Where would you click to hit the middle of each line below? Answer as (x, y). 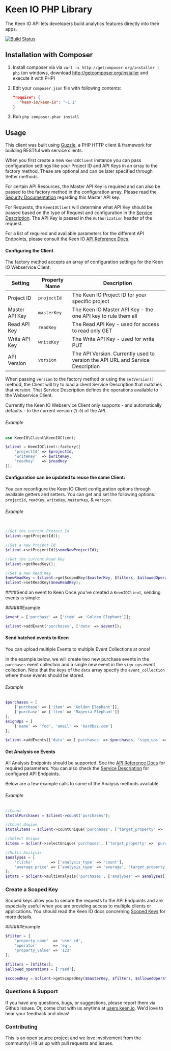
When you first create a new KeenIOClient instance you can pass (73, 160)
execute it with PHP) (34, 78)
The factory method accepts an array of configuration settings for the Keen (84, 262)
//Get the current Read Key (35, 559)
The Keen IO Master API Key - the (113, 310)
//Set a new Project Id (31, 545)
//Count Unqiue (21, 825)
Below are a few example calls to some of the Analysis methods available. (83, 784)
